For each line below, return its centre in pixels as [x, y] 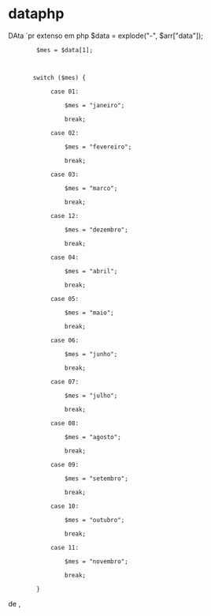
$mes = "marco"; [91, 188]
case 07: [65, 381]
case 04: [65, 257]
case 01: [65, 92]
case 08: [65, 423]
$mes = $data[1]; [65, 50]
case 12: [65, 216]
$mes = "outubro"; [94, 520]
